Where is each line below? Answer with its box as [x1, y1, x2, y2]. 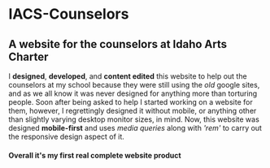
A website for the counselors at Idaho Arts [8, 37, 228, 51]
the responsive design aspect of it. [8, 131, 124, 141]
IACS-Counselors [8, 5, 129, 24]
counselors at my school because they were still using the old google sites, [8, 80, 260, 89]
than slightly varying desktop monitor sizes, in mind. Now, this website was [8, 114, 260, 124]
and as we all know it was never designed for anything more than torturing [8, 88, 258, 98]
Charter [8, 50, 49, 63]
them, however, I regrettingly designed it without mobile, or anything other [8, 106, 257, 115]
